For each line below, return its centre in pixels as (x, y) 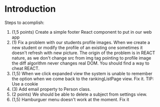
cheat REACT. (26, 68)
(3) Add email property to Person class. (51, 89)
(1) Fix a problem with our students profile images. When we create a (81, 42)
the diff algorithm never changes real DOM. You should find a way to (80, 63)
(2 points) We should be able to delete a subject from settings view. (79, 94)
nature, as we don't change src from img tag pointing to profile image (81, 58)
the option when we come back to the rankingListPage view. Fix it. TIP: (83, 79)
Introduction (30, 9)
